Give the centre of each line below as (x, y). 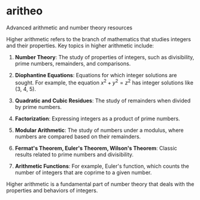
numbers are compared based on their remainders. (78, 137)
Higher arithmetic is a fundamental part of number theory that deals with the (100, 184)
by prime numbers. (38, 107)
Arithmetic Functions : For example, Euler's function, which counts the (102, 166)
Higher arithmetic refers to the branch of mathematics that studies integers (99, 39)
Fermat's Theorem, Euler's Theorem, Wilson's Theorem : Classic (96, 148)
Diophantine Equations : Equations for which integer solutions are (96, 75)
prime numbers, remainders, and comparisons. (73, 63)
